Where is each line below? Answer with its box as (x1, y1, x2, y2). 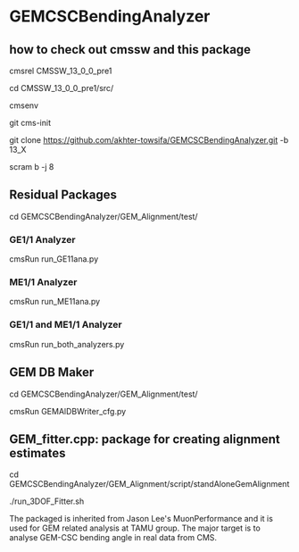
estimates (9, 445, 66, 461)
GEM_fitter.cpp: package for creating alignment (9, 431, 280, 447)
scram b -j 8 (9, 162, 54, 171)
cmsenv (9, 100, 38, 111)
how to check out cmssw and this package (9, 42, 252, 57)
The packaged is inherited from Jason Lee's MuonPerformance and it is (9, 514, 274, 524)
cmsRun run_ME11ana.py (9, 297, 101, 307)
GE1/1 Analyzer (9, 233, 76, 246)
